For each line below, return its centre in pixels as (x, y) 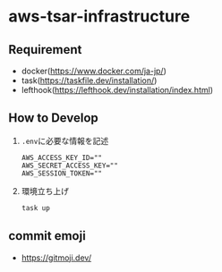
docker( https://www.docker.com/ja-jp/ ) (94, 71)
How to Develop (54, 118)
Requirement (45, 50)
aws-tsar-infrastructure (99, 17)
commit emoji (47, 236)
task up (35, 208)
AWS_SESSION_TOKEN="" (61, 173)
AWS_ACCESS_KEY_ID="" (61, 157)
